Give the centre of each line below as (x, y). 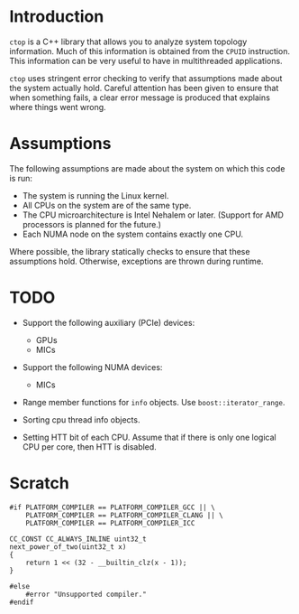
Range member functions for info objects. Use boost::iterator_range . (154, 402)
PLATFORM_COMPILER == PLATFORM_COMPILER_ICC (110, 523)
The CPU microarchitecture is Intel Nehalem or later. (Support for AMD (153, 215)
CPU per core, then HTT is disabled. (90, 447)
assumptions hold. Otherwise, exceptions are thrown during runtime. (136, 261)
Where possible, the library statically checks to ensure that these (130, 251)
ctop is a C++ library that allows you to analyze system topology (128, 42)
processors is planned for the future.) (92, 224)
